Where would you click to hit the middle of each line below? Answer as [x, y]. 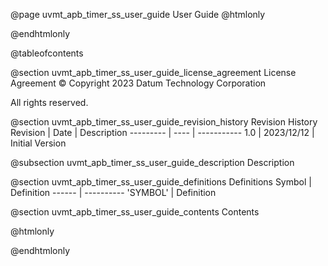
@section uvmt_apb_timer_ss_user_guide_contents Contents [135, 212]
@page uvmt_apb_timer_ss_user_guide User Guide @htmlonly [138, 14]
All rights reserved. [49, 102]
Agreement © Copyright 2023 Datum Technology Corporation [138, 83]
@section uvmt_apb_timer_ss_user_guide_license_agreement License [153, 72]
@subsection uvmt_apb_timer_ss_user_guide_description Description [152, 162]
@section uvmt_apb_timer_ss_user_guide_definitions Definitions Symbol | [161, 182]
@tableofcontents [47, 53]
